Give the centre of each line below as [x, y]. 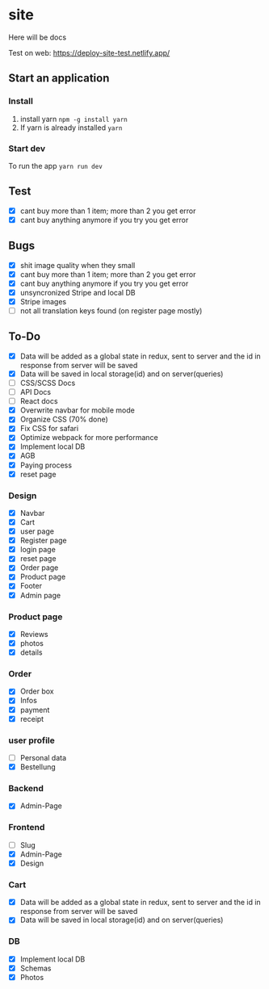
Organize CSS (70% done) [64, 419]
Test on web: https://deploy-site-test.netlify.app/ [89, 52]
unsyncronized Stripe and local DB [78, 292]
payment [35, 710]
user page [37, 531]
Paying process [46, 465]
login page [38, 550]
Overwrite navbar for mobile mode [77, 410]
